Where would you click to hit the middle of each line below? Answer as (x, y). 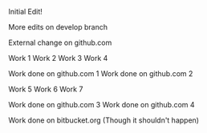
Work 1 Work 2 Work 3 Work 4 (58, 58)
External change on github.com (60, 42)
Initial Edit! (25, 12)
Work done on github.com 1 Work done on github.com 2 (101, 74)
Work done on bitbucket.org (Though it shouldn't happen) (103, 120)
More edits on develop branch (58, 27)
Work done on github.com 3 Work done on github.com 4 (101, 105)
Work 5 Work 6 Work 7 (46, 89)
